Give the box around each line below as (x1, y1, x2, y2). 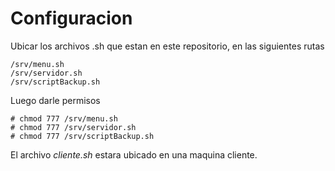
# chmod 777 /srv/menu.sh (10, 113, 118, 124)
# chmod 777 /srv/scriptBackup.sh (10, 131, 155, 141)
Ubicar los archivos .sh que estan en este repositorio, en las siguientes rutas (10, 40, 325, 52)
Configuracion (10, 7, 133, 30)
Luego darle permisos (10, 94, 101, 106)
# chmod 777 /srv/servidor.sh (10, 122, 137, 132)
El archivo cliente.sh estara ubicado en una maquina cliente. (10, 148, 258, 161)
